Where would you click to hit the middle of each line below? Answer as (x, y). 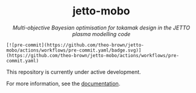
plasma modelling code (101, 34)
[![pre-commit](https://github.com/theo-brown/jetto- (75, 45)
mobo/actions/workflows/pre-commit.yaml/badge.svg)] (74, 50)
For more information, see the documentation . (63, 83)
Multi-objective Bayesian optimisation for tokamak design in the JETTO (101, 28)
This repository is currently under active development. (74, 72)
